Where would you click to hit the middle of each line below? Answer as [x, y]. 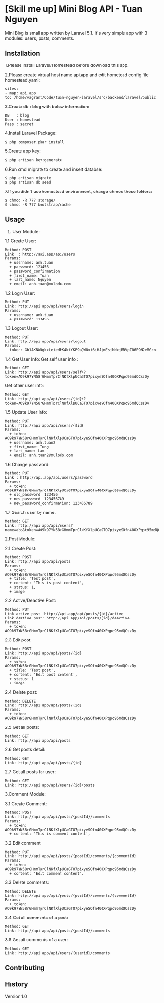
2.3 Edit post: [18, 640]
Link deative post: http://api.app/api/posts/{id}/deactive [68, 618]
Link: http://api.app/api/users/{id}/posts [50, 785]
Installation [22, 53]
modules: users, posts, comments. [40, 38]
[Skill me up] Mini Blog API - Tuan [74, 9]
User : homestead [23, 120]
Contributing [25, 968]
